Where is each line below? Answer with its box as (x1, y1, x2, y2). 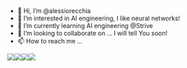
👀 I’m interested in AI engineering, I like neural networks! (17, 14, 181, 22)
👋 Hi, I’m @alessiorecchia (17, 7, 91, 15)
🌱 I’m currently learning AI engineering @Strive (17, 22, 153, 29)
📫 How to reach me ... (17, 37, 83, 45)
